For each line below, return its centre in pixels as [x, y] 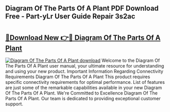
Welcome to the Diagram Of [131, 60]
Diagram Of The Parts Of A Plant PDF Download [82, 8]
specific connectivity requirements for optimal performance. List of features [85, 82]
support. [14, 104]
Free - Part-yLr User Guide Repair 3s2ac [70, 17]
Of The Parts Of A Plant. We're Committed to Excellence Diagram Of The [81, 93]
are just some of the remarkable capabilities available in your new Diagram [84, 87]
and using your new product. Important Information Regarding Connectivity [84, 71]
